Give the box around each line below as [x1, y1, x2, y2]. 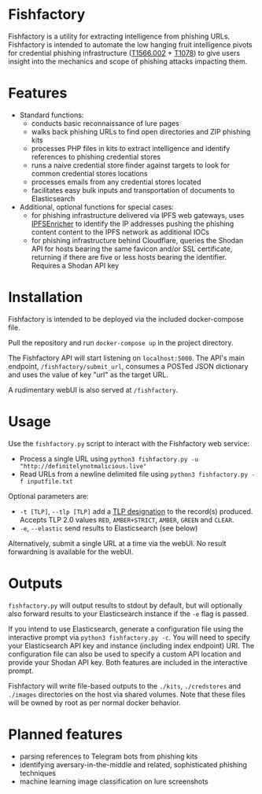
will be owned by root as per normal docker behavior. [8, 698, 181, 707]
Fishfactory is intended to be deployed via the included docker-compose [8, 314, 244, 323]
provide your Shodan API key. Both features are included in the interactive [8, 657, 248, 667]
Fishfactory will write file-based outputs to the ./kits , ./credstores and [8, 681, 242, 690]
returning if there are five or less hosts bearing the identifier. [31, 252, 227, 261]
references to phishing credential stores [31, 152, 161, 161]
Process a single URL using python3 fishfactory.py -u [19, 454, 199, 463]
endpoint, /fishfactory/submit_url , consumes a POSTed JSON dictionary [8, 361, 249, 371]
